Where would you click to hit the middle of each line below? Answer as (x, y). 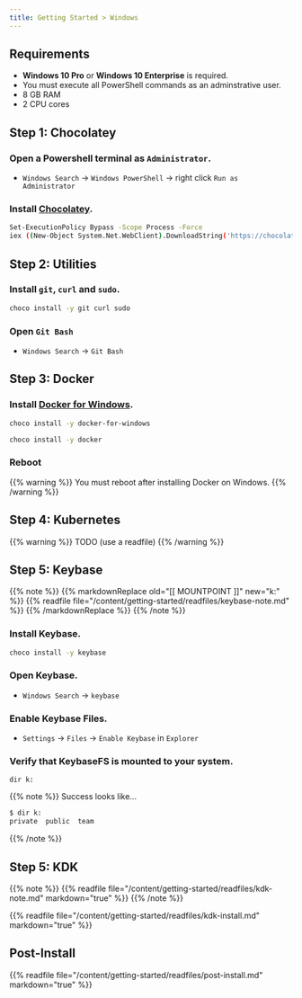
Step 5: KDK (44, 867)
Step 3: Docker (52, 379)
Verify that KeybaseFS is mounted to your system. (121, 762)
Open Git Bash (41, 331)
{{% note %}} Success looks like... (73, 797)
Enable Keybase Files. (58, 718)
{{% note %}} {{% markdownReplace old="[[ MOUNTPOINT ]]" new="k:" (145, 592)
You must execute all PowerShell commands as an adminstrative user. (151, 85)
